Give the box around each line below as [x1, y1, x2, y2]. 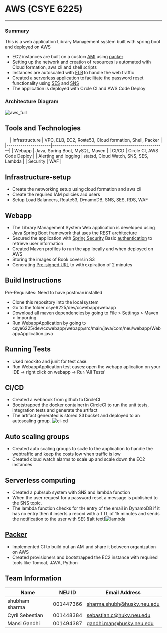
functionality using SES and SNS [12, 80, 79, 86]
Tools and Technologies [5, 124, 81, 132]
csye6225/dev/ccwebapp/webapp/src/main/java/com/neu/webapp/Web [12, 325, 161, 331]
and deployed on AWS [5, 44, 51, 50]
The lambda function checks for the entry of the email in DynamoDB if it [12, 505, 160, 511]
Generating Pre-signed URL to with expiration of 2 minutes [12, 261, 133, 268]
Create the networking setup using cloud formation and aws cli [12, 186, 142, 192]
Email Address [105, 589, 141, 596]
